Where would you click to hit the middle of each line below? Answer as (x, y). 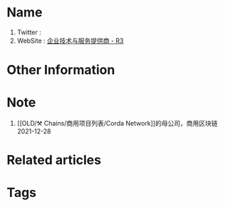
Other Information (61, 70)
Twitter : (29, 32)
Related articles (54, 160)
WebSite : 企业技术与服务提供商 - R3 (70, 41)
